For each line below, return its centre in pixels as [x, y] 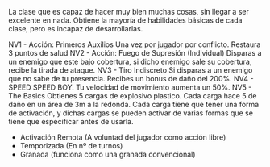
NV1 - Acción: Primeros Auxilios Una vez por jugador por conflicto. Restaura [135, 44]
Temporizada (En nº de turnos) [71, 146]
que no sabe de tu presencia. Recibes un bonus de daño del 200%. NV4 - [131, 79]
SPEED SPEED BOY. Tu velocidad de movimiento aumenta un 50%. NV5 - [130, 87]
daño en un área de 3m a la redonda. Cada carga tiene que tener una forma [134, 104]
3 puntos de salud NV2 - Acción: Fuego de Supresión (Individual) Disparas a [135, 53]
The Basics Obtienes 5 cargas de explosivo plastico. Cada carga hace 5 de [133, 96]
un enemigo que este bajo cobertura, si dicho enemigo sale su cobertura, [130, 61]
